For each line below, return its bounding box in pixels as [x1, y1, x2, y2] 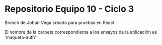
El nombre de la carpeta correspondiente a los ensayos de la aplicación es [4, 29, 157, 35]
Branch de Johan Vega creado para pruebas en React [4, 20, 115, 25]
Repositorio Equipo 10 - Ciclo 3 [4, 3, 134, 15]
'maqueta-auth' [4, 34, 37, 40]
